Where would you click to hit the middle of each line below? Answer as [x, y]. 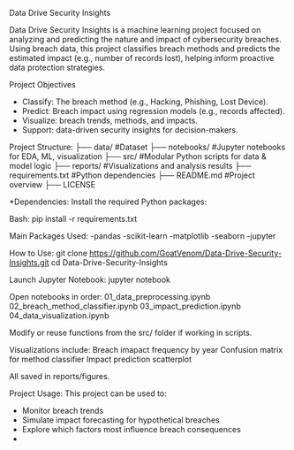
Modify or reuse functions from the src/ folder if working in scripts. [131, 332]
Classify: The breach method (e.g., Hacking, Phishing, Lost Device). [145, 102]
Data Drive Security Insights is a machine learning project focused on [135, 30]
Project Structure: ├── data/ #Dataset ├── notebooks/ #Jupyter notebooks [147, 147]
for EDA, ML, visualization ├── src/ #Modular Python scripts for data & [138, 156]
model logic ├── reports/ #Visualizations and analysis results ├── [130, 166]
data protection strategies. [57, 67]
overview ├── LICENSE [52, 184]
